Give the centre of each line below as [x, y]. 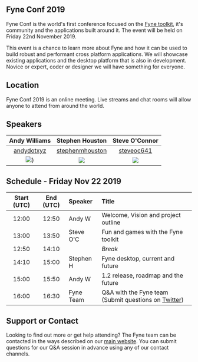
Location [23, 85]
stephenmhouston [82, 151]
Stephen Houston [82, 141]
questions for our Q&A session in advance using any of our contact [88, 348]
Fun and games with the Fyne [142, 232]
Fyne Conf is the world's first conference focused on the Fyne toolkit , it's [95, 24]
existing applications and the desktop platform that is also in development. [96, 60]
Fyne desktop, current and [138, 259]
